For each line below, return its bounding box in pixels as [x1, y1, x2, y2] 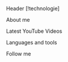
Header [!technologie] [6, 5, 60, 12]
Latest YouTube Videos [6, 27, 63, 35]
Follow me [6, 50, 31, 57]
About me [6, 16, 30, 23]
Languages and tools [6, 39, 57, 46]
